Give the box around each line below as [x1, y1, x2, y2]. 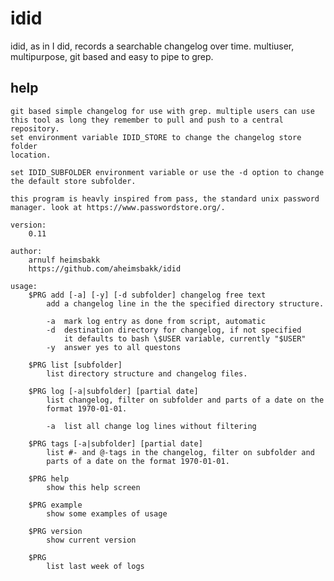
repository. [10, 123, 60, 134]
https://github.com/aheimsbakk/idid [28, 263, 182, 274]
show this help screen [46, 482, 141, 492]
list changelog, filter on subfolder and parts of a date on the [46, 395, 325, 405]
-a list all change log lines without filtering [46, 421, 257, 431]
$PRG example [28, 500, 83, 510]
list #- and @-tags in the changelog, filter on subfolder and [46, 447, 315, 457]
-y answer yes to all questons [46, 342, 182, 352]
